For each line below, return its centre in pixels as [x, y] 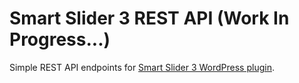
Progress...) [60, 39]
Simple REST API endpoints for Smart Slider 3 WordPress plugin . [142, 67]
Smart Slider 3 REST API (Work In [149, 18]
